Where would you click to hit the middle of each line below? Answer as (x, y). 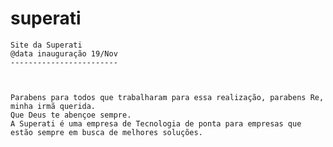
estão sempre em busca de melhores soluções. (106, 132)
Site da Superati (46, 45)
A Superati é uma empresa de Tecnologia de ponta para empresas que (156, 123)
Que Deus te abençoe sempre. (71, 115)
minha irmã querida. (53, 106)
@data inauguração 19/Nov (64, 53)
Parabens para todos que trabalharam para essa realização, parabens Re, (167, 97)
